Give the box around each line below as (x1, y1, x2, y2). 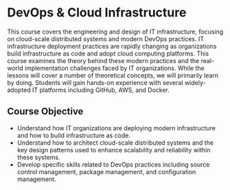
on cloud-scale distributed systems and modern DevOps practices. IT (7, 34, 205, 43)
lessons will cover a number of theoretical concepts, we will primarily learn (7, 71, 218, 80)
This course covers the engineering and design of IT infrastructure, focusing (7, 27, 224, 36)
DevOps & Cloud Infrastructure (7, 5, 187, 21)
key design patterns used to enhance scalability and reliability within (16, 145, 211, 154)
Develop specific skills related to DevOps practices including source (16, 160, 210, 169)
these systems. (16, 153, 60, 161)
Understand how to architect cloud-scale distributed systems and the (16, 139, 214, 147)
